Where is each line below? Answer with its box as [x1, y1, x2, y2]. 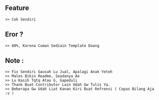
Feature [5, 4, 29, 12]
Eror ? [5, 30, 23, 39]
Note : [5, 56, 24, 65]
